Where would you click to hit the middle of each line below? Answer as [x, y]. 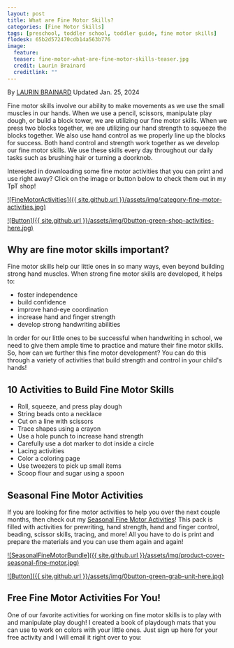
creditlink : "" [36, 72]
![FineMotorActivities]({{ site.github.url [63, 199]
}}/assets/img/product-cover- [182, 555]
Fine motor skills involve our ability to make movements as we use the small [116, 105]
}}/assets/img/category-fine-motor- [170, 199]
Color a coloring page [49, 459]
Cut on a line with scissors [55, 421]
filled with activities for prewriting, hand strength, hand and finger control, [114, 526]
